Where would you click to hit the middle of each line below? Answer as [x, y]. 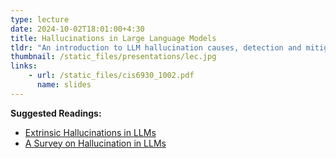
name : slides [64, 85]
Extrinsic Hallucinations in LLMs [90, 132]
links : [24, 66]
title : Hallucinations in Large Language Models [113, 38]
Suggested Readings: [56, 113]
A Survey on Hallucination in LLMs [95, 143]
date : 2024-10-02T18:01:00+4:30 [77, 29]
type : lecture [40, 19]
